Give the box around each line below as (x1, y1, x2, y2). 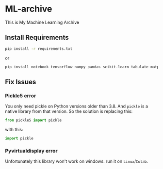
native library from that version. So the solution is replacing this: (5, 108, 132, 114)
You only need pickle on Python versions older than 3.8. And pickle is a (5, 103, 148, 109)
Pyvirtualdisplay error (5, 147, 58, 154)
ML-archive (5, 3, 52, 15)
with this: (5, 127, 23, 133)
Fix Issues (5, 77, 36, 86)
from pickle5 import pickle (5, 118, 62, 123)
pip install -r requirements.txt (5, 46, 73, 51)
